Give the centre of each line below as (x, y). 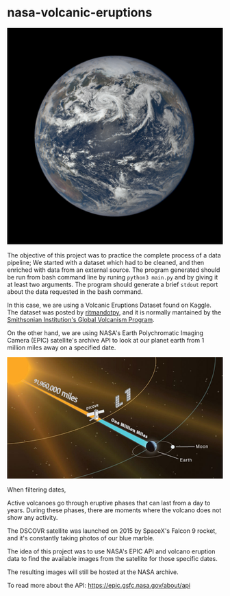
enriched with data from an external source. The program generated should (114, 270)
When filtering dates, (37, 490)
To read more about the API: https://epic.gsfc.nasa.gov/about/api (99, 586)
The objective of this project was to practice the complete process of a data (114, 255)
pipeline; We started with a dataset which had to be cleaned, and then (106, 262)
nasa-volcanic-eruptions (80, 13)
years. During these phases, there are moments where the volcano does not (114, 510)
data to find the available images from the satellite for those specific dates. (112, 559)
